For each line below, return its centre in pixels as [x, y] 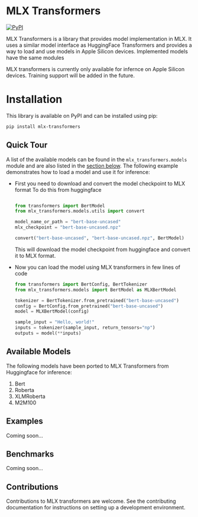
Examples [25, 421]
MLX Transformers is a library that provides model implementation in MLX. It [99, 38]
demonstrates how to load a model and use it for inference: [78, 172]
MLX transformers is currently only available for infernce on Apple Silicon [95, 69]
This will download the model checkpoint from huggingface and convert [102, 249]
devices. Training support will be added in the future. [70, 75]
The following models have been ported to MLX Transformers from [87, 366]
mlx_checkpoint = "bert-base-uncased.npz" [68, 227]
